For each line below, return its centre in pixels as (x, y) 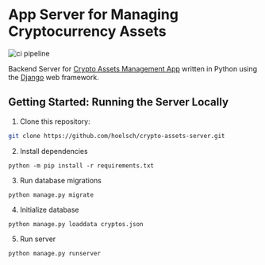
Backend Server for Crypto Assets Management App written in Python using (133, 68)
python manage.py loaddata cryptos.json (76, 224)
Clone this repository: (55, 121)
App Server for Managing (93, 15)
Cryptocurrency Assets (87, 31)
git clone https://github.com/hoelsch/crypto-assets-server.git (117, 136)
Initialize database (49, 209)
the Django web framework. (54, 77)
